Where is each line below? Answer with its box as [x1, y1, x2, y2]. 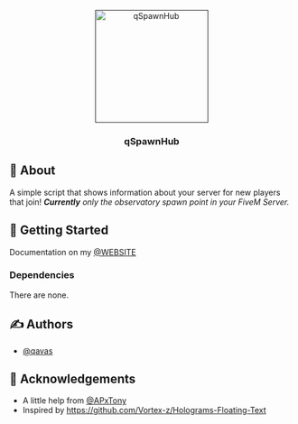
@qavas [22, 345, 53, 356]
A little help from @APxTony [22, 395, 127, 406]
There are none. [9, 290, 70, 300]
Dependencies [9, 269, 75, 281]
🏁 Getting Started [9, 223, 109, 238]
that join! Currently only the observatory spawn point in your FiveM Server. [9, 196, 290, 207]
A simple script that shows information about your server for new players [9, 187, 281, 198]
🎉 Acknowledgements [9, 372, 136, 387]
